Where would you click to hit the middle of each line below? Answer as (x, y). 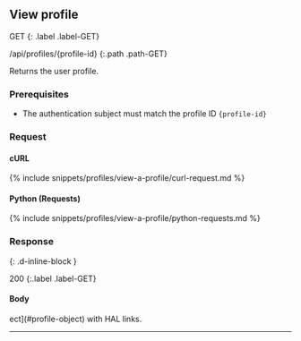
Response (31, 242)
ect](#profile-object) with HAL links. (76, 319)
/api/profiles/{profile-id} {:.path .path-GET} (89, 54)
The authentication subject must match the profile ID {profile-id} (144, 114)
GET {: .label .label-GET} (55, 36)
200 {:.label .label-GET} (53, 278)
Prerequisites (39, 94)
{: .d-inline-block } (43, 261)
